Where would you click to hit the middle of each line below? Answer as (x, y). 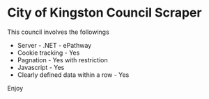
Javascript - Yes (41, 67)
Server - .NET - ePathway (54, 45)
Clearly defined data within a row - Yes (73, 75)
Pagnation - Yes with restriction (62, 60)
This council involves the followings (58, 32)
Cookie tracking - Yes (48, 53)
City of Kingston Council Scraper (104, 13)
